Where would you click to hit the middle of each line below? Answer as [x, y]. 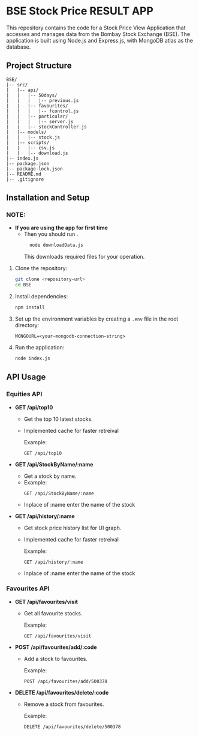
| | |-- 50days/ [32, 95]
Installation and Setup [48, 198]
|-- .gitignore [25, 179]
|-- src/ [17, 85]
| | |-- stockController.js [46, 127]
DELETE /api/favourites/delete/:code [62, 692]
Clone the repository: [41, 268]
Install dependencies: [41, 297]
